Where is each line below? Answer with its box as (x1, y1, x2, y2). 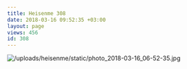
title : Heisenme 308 (7, 10, 67, 17)
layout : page (7, 23, 45, 29)
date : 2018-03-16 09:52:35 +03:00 (7, 16, 107, 23)
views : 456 (7, 29, 38, 36)
